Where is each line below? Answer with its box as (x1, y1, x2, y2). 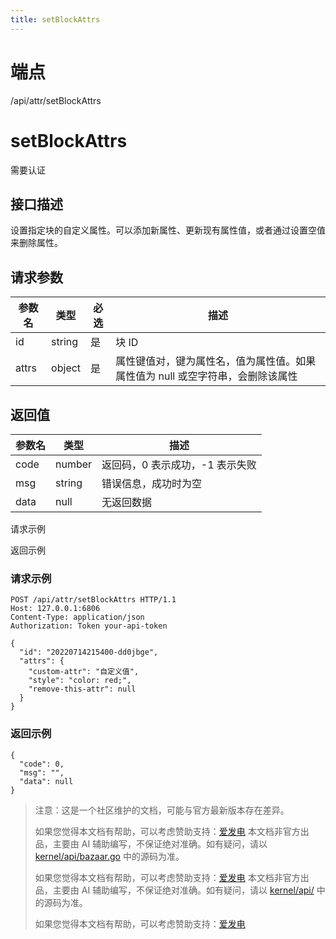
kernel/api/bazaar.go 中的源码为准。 (34, 850, 185, 862)
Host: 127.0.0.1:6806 (10, 604, 101, 614)
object (51, 361, 82, 375)
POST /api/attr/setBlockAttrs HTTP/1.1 (10, 595, 177, 605)
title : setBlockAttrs (10, 14, 101, 25)
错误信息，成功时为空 (101, 476, 203, 490)
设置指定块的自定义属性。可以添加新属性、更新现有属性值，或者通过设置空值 (10, 224, 326, 236)
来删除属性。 (10, 237, 63, 249)
